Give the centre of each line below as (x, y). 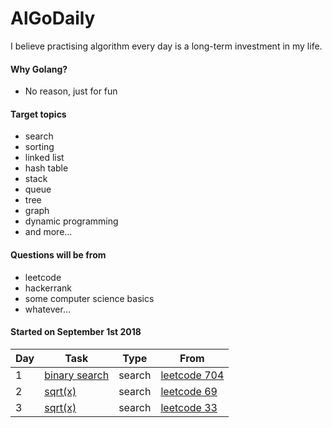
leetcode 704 (192, 375)
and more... (48, 232)
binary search (77, 375)
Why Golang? (39, 69)
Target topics (38, 114)
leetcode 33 (189, 407)
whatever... (47, 309)
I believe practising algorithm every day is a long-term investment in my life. (166, 46)
